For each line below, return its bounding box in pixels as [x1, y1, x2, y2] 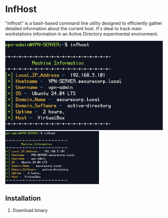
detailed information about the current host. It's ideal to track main [5, 25, 142, 31]
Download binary [12, 207, 48, 213]
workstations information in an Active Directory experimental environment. [5, 31, 158, 37]
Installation [5, 194, 41, 202]
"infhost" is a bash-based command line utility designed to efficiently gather [5, 20, 162, 26]
